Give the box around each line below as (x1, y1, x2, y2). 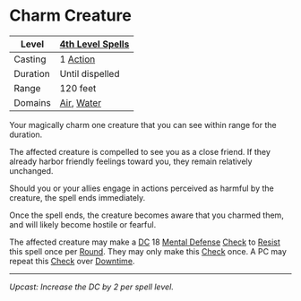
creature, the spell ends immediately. (9, 192, 146, 202)
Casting (13, 53, 47, 65)
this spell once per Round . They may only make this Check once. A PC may (9, 245, 287, 256)
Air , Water (59, 96, 101, 108)
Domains (13, 96, 51, 108)
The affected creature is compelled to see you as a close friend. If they (9, 146, 271, 157)
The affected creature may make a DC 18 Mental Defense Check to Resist (9, 236, 280, 247)
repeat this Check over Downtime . (9, 255, 135, 266)
